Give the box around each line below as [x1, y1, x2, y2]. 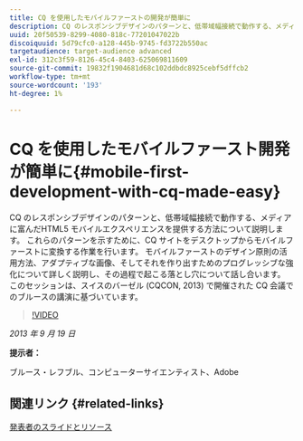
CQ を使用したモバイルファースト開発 [9, 139, 290, 159]
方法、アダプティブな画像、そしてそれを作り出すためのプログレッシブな [16, 257, 287, 268]
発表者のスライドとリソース [9, 422, 113, 433]
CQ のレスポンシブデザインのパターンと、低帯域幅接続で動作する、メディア [9, 212, 292, 223]
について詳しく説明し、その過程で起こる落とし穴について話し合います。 [16, 269, 286, 280]
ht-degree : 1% [9, 89, 63, 98]
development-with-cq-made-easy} [9, 181, 281, 202]
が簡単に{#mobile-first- [9, 161, 190, 182]
